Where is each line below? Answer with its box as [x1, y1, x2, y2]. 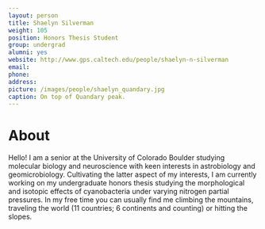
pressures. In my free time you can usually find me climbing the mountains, [8, 195, 254, 204]
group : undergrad [8, 41, 66, 49]
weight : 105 [8, 26, 48, 34]
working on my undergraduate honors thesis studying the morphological [8, 178, 245, 188]
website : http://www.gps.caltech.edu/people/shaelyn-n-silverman [8, 56, 229, 64]
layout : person [8, 11, 59, 20]
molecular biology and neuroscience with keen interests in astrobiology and [8, 162, 255, 171]
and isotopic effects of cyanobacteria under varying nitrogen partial [8, 187, 229, 197]
